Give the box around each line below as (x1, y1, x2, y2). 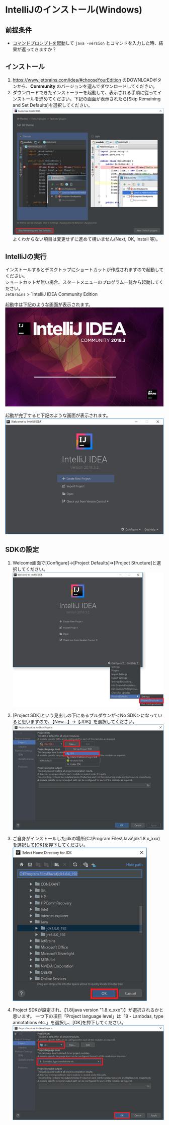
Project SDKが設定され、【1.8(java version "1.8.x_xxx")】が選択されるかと (12, 1007, 164, 1013)
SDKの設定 (5, 545, 39, 554)
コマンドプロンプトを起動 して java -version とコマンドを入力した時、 (12, 40, 159, 46)
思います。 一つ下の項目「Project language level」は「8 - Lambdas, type (12, 1013, 163, 1019)
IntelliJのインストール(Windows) (5, 4, 142, 16)
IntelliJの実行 (5, 252, 47, 261)
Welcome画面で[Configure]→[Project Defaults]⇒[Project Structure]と (12, 559, 157, 566)
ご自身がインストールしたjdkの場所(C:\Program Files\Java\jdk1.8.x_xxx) (12, 835, 160, 841)
